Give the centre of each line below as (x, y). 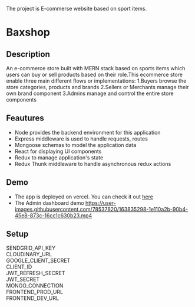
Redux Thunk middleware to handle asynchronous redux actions (93, 164)
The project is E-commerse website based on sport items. (77, 9)
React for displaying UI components (58, 151)
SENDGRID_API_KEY (31, 248)
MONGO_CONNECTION (35, 286)
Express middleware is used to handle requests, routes (81, 139)
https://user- (100, 203)
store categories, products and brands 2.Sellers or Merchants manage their (97, 87)
